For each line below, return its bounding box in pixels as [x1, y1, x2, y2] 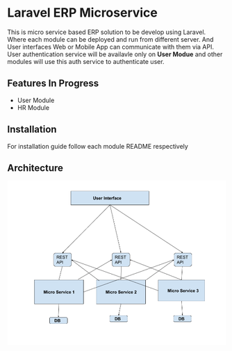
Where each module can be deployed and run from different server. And [7, 35, 214, 43]
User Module [17, 96, 55, 104]
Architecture [7, 162, 64, 174]
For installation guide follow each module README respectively [7, 142, 189, 150]
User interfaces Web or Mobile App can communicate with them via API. [7, 42, 214, 51]
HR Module [17, 103, 50, 112]
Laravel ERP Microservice [7, 5, 158, 21]
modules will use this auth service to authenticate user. [7, 57, 165, 65]
